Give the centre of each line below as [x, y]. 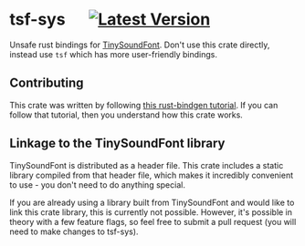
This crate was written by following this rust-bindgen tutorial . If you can [144, 105]
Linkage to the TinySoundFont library [117, 143]
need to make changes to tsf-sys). [74, 231]
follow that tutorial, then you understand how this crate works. [126, 115]
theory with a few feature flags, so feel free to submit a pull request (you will [153, 221]
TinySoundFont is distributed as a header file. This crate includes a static [147, 165]
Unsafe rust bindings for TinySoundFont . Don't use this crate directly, [140, 45]
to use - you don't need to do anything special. [97, 184]
